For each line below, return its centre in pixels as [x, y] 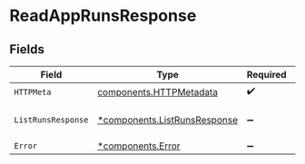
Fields [27, 49]
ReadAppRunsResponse [103, 16]
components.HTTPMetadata [157, 92]
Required [267, 75]
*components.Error [138, 146]
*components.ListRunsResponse [167, 120]
